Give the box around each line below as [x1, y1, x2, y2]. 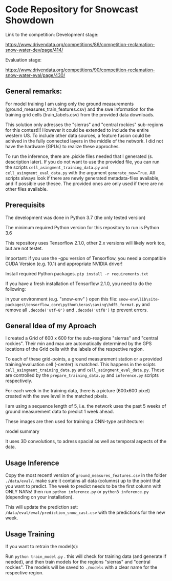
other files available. [5, 186, 48, 192]
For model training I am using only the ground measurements [5, 101, 134, 107]
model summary [5, 428, 40, 434]
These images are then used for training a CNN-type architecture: [5, 418, 144, 425]
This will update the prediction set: [5, 504, 78, 510]
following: [5, 286, 26, 292]
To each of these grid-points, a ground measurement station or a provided [5, 356, 162, 362]
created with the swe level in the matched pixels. [5, 393, 109, 399]
